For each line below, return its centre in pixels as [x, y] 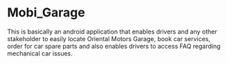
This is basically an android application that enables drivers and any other [112, 32]
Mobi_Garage [46, 13]
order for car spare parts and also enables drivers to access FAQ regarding [114, 46]
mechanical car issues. [40, 53]
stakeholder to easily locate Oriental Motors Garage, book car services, [109, 38]
